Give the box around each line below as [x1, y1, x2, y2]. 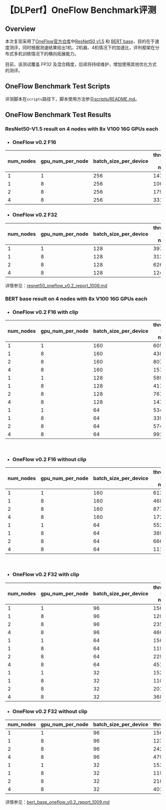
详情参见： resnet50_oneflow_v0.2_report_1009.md [5, 282, 108, 288]
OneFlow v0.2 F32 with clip [12, 571, 80, 578]
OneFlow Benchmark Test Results [5, 111, 111, 119]
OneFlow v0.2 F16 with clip [12, 309, 79, 315]
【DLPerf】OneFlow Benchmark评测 [5, 4, 157, 16]
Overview [5, 24, 36, 33]
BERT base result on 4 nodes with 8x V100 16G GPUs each [5, 295, 147, 302]
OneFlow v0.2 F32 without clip [12, 708, 87, 715]
